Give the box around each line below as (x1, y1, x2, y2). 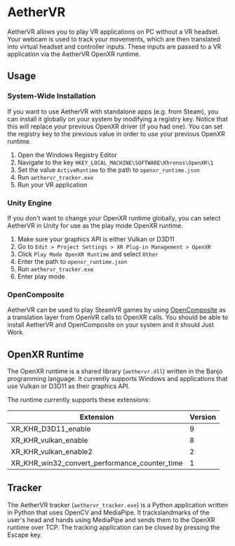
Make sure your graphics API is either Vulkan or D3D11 (17, 234, 175, 243)
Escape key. (7, 531, 43, 539)
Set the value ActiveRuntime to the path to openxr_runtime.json (17, 166, 200, 174)
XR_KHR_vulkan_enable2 (11, 447, 93, 457)
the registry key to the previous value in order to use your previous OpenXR (7, 129, 226, 138)
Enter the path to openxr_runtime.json (17, 257, 128, 265)
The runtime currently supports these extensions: (7, 396, 151, 404)
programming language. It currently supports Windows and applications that (7, 375, 228, 383)
